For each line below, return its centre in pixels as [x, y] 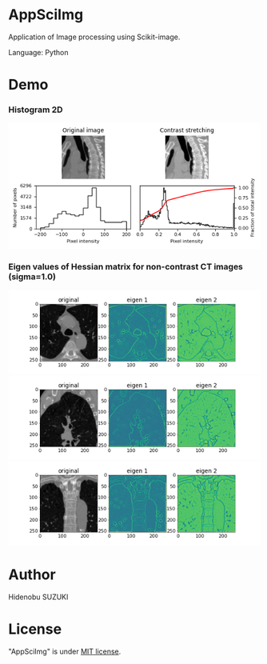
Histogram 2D [36, 110]
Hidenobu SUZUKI [38, 597]
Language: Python [39, 52]
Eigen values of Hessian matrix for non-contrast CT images [126, 267]
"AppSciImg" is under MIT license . [65, 651]
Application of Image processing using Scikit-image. [94, 37]
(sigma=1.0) [32, 277]
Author [32, 574]
